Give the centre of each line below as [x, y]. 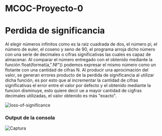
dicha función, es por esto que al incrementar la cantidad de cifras [72, 80]
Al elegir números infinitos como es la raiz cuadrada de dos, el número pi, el [81, 44]
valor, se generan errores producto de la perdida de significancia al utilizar [80, 75]
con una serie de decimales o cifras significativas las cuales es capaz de [78, 54]
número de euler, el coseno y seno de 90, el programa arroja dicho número [80, 50]
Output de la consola [30, 118]
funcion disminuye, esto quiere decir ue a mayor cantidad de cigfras [73, 91]
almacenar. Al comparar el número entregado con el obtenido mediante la [79, 60]
